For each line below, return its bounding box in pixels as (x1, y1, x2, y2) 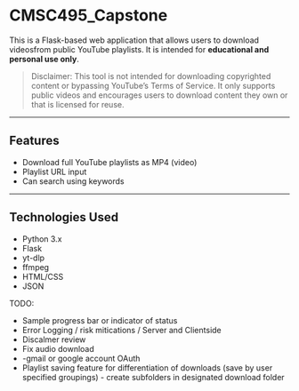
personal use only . (9, 53, 80, 64)
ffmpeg (21, 261, 50, 272)
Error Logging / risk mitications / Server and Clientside (21, 324, 222, 335)
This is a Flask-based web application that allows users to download (9, 35, 260, 45)
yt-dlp (21, 252, 45, 263)
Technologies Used (9, 210, 118, 225)
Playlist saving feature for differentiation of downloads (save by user (21, 362, 273, 373)
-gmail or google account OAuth (21, 353, 141, 363)
